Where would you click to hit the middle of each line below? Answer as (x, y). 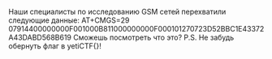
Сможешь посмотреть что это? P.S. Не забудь (153, 37)
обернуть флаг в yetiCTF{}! (55, 46)
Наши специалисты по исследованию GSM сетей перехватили (117, 12)
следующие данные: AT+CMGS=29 (69, 20)
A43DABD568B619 (40, 37)
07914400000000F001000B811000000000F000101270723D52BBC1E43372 (136, 29)
